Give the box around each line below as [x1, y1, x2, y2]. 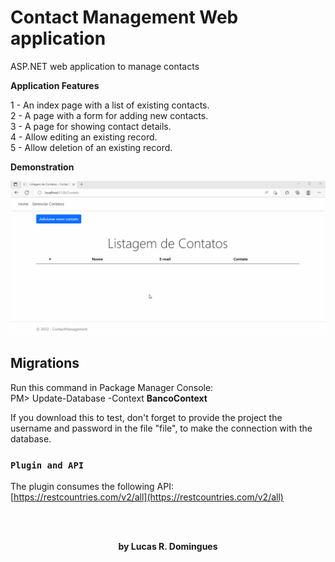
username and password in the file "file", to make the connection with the [10, 422, 313, 434]
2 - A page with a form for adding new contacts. [10, 109, 209, 121]
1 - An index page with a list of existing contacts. [10, 99, 210, 111]
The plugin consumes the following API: [10, 481, 175, 493]
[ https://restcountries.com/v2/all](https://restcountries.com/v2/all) [10, 491, 284, 503]
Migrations [10, 355, 80, 372]
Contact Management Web [10, 6, 239, 29]
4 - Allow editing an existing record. [10, 131, 158, 143]
